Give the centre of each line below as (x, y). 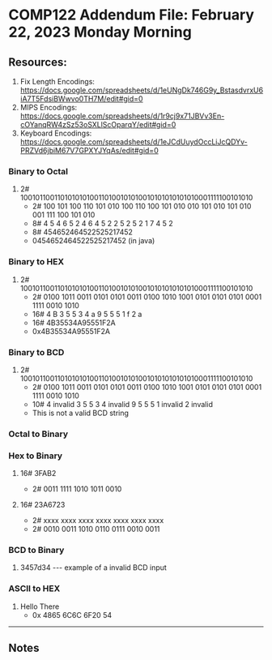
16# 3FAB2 (38, 474)
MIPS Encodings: (49, 107)
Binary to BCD (36, 352)
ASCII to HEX (34, 589)
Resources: (38, 62)
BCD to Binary (36, 551)
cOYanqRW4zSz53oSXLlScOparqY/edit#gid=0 (98, 124)
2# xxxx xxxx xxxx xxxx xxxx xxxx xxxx (98, 521)
